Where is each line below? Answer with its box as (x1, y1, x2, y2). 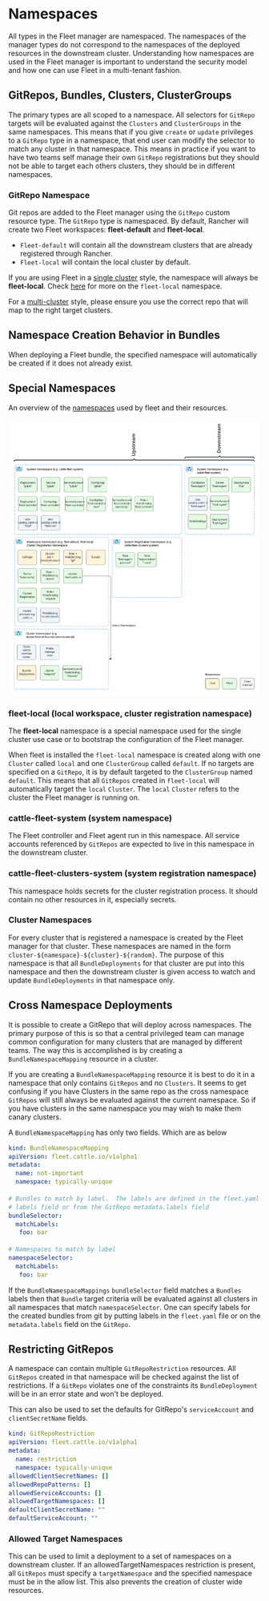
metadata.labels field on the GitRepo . (8, 1319, 130, 1329)
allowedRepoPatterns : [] (8, 1480, 91, 1489)
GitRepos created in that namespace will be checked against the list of (8, 1372, 239, 1382)
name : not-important (15, 1169, 84, 1178)
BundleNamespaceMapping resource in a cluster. (8, 1054, 159, 1063)
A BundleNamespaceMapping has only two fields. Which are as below (8, 1127, 227, 1137)
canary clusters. (8, 1111, 62, 1122)
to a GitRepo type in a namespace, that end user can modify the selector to (8, 135, 255, 145)
